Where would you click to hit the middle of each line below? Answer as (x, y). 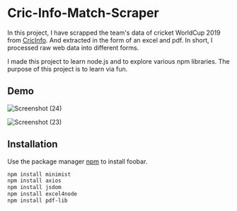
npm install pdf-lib (38, 201)
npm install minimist (39, 174)
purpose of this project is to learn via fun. (68, 69)
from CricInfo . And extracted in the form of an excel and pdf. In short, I (110, 40)
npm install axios (34, 181)
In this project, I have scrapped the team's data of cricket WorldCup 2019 (114, 33)
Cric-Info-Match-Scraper (83, 13)
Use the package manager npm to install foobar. (77, 161)
